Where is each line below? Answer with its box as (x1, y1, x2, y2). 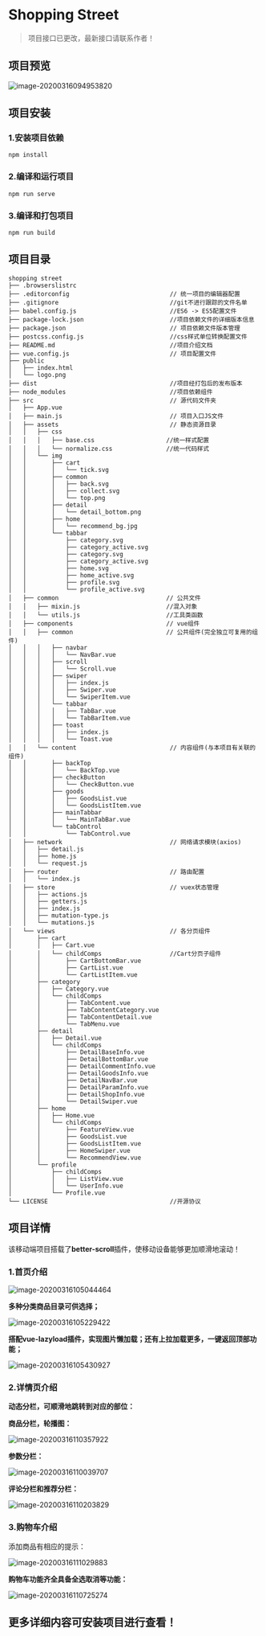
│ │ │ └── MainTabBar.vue (8, 815, 131, 823)
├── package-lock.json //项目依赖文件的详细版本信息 (8, 315, 255, 323)
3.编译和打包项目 (8, 210, 75, 221)
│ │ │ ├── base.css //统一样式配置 (8, 436, 210, 444)
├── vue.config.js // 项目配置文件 (8, 350, 216, 358)
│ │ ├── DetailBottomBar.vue (8, 1055, 149, 1063)
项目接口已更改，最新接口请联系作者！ (27, 33, 155, 43)
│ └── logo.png (8, 371, 66, 379)
